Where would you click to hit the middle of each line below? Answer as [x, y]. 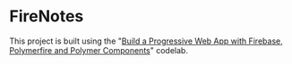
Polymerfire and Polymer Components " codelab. [99, 50]
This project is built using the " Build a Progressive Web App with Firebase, [146, 41]
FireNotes [47, 16]
